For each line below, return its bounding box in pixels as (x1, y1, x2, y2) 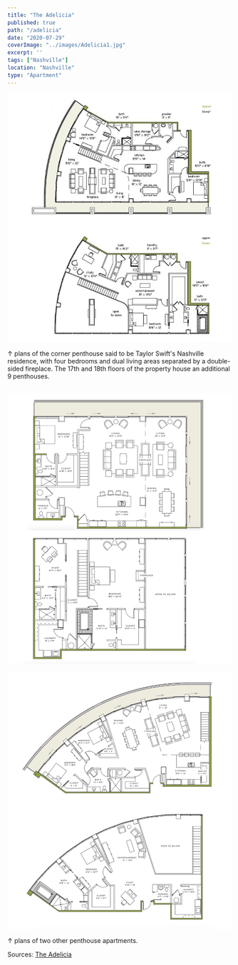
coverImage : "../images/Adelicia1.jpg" (7, 41, 126, 49)
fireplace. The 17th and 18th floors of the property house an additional (25, 364, 230, 373)
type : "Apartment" (7, 71, 62, 78)
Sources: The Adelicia (7, 950, 73, 959)
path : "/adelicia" (7, 26, 62, 33)
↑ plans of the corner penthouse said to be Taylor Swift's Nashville (7, 349, 205, 358)
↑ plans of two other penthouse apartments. (7, 936, 138, 944)
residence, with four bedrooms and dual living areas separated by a (7, 356, 206, 365)
